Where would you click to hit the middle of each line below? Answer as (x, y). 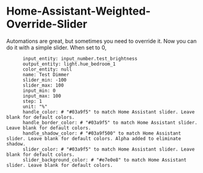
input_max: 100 (42, 96)
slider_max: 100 (43, 85)
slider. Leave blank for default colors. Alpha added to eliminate (94, 138)
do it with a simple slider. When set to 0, (56, 48)
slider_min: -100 (45, 80)
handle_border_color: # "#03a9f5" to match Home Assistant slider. (110, 122)
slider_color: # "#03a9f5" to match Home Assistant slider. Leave (109, 149)
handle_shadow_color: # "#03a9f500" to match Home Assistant (102, 133)
